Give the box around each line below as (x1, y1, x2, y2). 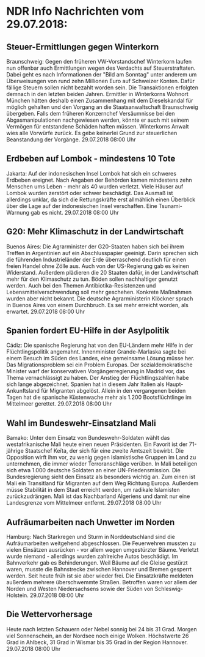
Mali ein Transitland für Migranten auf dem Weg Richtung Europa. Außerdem (6, 480, 199, 487)
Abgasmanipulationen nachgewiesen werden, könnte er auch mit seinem (6, 116, 189, 124)
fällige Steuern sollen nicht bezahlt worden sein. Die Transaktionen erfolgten (6, 84, 198, 91)
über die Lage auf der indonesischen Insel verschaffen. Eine (6, 202, 157, 209)
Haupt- (165, 380, 184, 388)
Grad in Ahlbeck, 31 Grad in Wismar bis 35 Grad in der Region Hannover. (6, 638, 188, 646)
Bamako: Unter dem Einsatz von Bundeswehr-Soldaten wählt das (6, 434, 170, 442)
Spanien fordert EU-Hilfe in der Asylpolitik (6, 325, 170, 336)
